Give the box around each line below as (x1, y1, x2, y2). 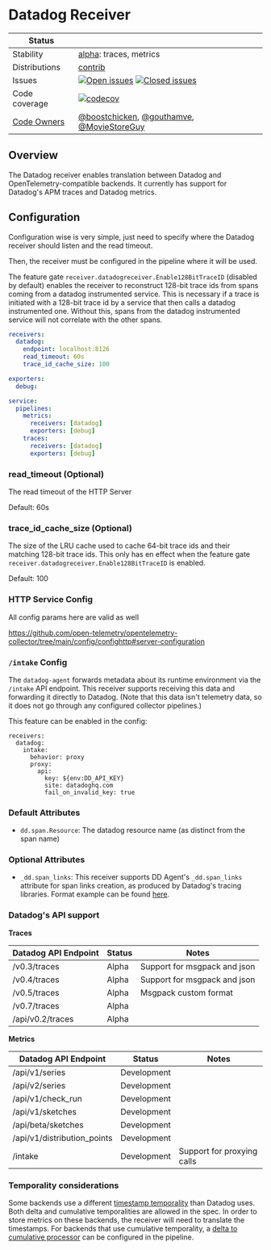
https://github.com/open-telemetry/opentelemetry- (8, 628, 178, 638)
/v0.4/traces (12, 974, 60, 985)
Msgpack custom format (140, 987, 234, 998)
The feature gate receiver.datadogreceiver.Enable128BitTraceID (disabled (8, 272, 258, 282)
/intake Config (8, 656, 68, 667)
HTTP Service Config (8, 594, 94, 605)
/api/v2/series (12, 1080, 66, 1091)
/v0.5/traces (12, 987, 60, 998)
